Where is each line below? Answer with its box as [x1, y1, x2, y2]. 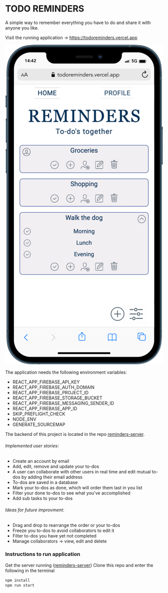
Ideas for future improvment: [5, 506, 64, 513]
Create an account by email [12, 458, 69, 464]
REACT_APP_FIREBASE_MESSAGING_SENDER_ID [12, 400, 114, 406]
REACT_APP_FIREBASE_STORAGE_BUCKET [12, 395, 102, 401]
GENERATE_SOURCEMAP [12, 421, 65, 427]
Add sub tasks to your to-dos [12, 495, 73, 501]
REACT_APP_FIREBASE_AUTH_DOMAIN [12, 384, 95, 390]
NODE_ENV [12, 416, 36, 422]
